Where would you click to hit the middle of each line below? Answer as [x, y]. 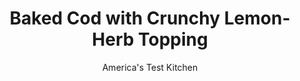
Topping [173, 39]
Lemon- [257, 18]
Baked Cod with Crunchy [115, 18]
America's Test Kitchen [150, 67]
